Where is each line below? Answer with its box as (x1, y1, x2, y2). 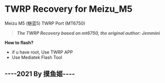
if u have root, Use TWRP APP (11, 49, 73, 55)
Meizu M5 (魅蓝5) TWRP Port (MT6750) (4, 20, 85, 26)
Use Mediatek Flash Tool (11, 54, 62, 60)
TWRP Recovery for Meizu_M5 (4, 3, 133, 15)
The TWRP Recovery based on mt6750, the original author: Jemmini (16, 30, 160, 36)
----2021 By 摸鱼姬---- (4, 70, 75, 78)
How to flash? (4, 39, 34, 45)
